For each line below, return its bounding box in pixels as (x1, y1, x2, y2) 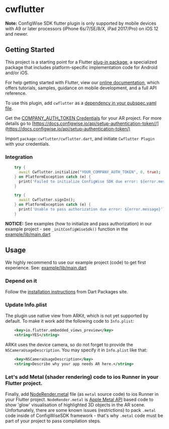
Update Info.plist (5, 301, 47, 308)
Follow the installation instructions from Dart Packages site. (5, 288, 128, 294)
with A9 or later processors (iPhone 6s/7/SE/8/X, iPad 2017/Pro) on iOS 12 (5, 25, 158, 31)
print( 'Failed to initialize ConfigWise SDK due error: (18, 179, 138, 184)
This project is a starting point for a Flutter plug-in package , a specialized (5, 59, 157, 65)
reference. (5, 90, 27, 96)
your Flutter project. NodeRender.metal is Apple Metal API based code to (5, 397, 153, 402)
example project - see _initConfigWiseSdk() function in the (5, 226, 128, 232)
